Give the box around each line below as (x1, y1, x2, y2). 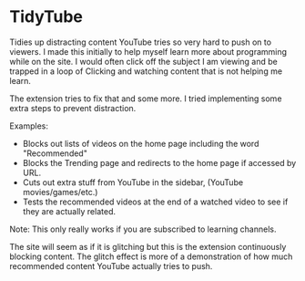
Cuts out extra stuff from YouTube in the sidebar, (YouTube (22, 176, 244, 188)
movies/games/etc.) (22, 186, 98, 197)
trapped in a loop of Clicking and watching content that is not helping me (9, 66, 283, 77)
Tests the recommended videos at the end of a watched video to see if (22, 196, 289, 207)
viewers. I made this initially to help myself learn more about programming (9, 46, 288, 57)
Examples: (9, 120, 48, 131)
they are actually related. (22, 205, 117, 216)
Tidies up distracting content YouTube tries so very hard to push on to (9, 36, 271, 47)
